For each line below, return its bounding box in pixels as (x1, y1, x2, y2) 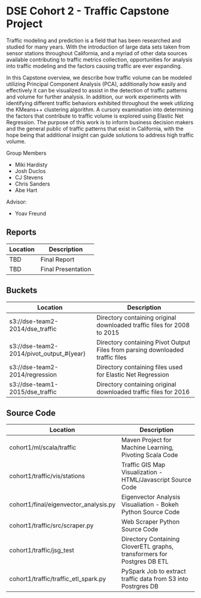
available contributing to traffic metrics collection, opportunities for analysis (6, 56, 193, 63)
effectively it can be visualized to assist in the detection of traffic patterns (6, 86, 187, 94)
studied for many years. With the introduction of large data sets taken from (6, 43, 190, 50)
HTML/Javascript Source (121, 476, 191, 484)
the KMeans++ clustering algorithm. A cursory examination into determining (6, 106, 194, 113)
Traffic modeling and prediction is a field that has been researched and (6, 37, 181, 44)
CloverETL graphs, (121, 542, 174, 551)
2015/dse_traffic (9, 387, 57, 396)
